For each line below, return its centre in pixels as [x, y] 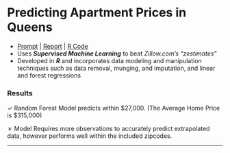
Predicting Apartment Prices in [97, 13]
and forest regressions [49, 75]
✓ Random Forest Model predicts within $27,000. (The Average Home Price [114, 108]
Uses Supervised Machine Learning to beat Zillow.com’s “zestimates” [117, 54]
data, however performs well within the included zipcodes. [90, 136]
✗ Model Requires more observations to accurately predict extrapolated [108, 129]
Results [20, 93]
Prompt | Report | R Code [52, 46]
